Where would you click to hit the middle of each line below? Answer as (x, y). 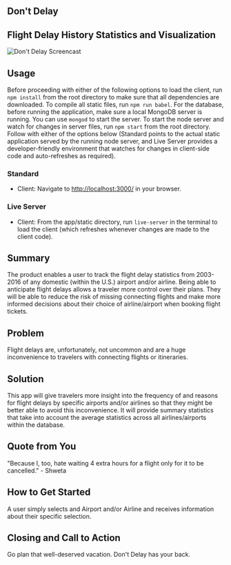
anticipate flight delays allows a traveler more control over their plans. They (114, 289)
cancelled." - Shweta (37, 470)
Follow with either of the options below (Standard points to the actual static (114, 134)
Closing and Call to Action (64, 538)
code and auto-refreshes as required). (61, 156)
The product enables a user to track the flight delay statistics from (101, 275)
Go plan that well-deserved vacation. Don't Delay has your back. (99, 555)
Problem (26, 333)
